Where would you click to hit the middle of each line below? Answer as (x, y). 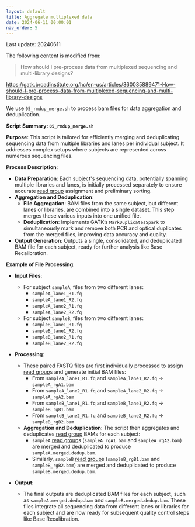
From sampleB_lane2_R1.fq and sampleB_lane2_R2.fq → (97, 415)
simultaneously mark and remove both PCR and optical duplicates (102, 228)
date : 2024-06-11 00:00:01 (39, 22)
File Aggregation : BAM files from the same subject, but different (101, 204)
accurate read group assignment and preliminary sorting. (83, 191)
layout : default (26, 11)
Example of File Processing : (40, 264)
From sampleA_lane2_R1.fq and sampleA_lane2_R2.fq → (97, 391)
